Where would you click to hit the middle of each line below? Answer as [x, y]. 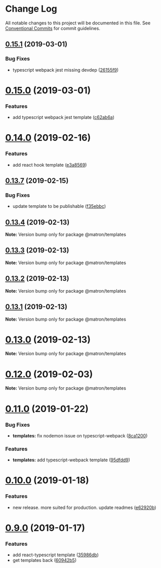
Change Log [31, 9]
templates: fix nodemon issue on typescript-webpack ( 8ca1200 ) [80, 435]
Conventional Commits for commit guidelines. [53, 28]
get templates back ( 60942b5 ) [45, 560]
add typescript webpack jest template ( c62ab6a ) [64, 117]
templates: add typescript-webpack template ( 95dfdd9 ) [71, 460]
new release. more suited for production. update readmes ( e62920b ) [84, 507]
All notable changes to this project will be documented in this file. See [78, 23]
